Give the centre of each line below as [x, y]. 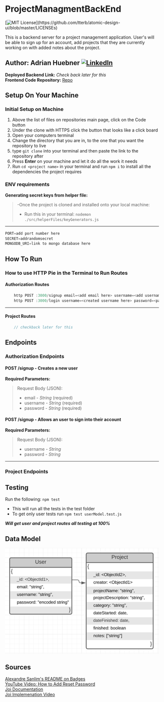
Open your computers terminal [43, 135]
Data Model [23, 539]
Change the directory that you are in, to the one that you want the [78, 141]
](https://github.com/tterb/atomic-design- [78, 22]
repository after [28, 156]
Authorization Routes [27, 285]
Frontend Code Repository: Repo [39, 80]
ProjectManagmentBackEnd [63, 9]
